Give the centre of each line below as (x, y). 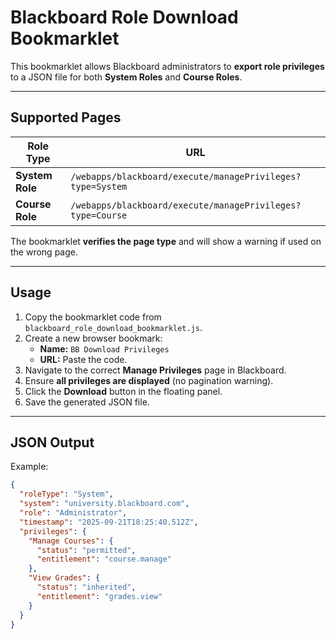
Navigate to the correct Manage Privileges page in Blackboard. (155, 370)
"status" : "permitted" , (86, 550)
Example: (29, 467)
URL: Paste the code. (83, 359)
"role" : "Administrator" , (73, 513)
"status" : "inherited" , (86, 587)
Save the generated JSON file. (87, 402)
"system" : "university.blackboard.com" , (104, 504)
